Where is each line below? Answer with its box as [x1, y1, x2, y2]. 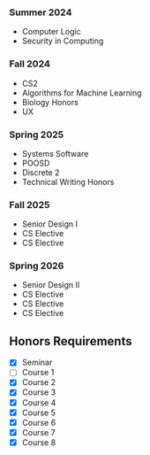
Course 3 [21, 387, 56, 397]
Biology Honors [21, 96, 79, 107]
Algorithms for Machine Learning [21, 87, 143, 98]
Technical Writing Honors [21, 176, 115, 187]
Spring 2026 [9, 259, 64, 272]
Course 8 [21, 436, 56, 448]
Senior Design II [21, 280, 80, 290]
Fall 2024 [9, 58, 51, 70]
